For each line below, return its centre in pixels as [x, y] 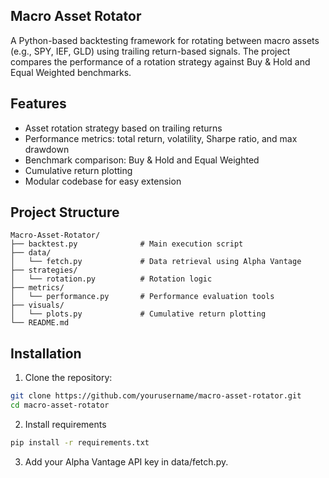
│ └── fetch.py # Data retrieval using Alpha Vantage [156, 262]
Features [38, 104]
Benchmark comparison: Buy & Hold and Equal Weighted [142, 160]
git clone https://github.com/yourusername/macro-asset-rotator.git [156, 396]
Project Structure [65, 212]
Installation [46, 353]
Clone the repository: [68, 378]
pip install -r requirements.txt [80, 443]
